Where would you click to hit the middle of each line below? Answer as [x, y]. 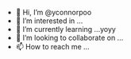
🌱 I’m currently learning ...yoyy [66, 29]
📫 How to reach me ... [52, 47]
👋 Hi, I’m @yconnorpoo [54, 12]
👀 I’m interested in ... [49, 21]
